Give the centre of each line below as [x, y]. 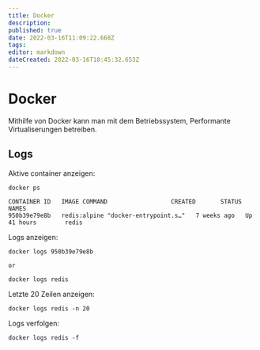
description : [30, 23]
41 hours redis [45, 223]
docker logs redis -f [44, 337]
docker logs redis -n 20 [49, 308]
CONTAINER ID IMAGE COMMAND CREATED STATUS [125, 202]
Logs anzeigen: [33, 237]
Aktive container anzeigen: [52, 173]
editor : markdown [37, 52]
